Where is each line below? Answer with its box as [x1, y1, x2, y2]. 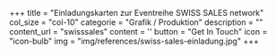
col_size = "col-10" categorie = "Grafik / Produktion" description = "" [9, 17, 263, 27]
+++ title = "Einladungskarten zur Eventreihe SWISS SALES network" [9, 8, 264, 18]
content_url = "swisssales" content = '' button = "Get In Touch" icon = [9, 27, 268, 36]
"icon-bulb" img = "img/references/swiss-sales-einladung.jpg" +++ [9, 35, 260, 46]
